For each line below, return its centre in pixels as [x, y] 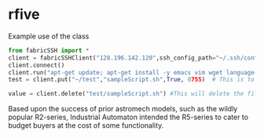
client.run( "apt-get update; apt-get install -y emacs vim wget [115, 72]
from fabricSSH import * [49, 50]
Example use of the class [49, 36]
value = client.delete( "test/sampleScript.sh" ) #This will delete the [126, 94]
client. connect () [37, 65]
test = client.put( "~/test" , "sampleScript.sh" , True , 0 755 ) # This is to [132, 80]
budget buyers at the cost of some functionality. [86, 125]
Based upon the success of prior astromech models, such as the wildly [123, 109]
